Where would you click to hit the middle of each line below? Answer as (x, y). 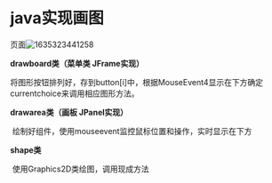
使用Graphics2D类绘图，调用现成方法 (80, 169)
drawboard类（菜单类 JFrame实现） (77, 63)
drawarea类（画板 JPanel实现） (69, 112)
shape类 (26, 150)
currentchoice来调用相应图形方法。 (75, 93)
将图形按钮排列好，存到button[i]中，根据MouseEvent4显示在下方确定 (136, 82)
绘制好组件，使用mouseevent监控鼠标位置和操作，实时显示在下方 (132, 131)
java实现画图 (57, 18)
